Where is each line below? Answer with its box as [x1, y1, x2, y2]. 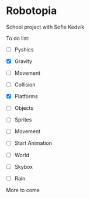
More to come [6, 186, 40, 193]
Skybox [14, 163, 33, 170]
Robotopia [6, 4, 57, 18]
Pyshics [14, 46, 34, 53]
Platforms [14, 93, 38, 100]
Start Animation [14, 140, 53, 147]
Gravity [14, 58, 33, 65]
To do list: [6, 34, 30, 41]
